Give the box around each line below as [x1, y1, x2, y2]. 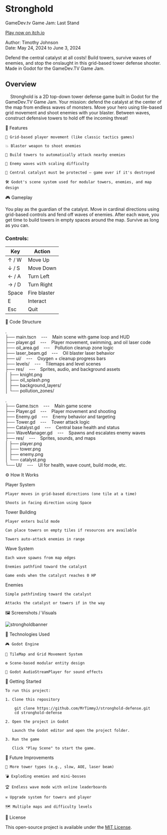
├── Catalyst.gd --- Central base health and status [5, 425, 120, 431]
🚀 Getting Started [5, 679, 41, 685]
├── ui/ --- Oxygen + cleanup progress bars [5, 355, 106, 362]
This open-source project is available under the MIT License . [5, 824, 133, 830]
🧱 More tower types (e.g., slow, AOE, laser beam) [5, 765, 114, 770]
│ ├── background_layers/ [5, 383, 62, 389]
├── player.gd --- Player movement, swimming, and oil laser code [5, 340, 151, 346]
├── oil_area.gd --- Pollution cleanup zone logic [5, 345, 114, 351]
